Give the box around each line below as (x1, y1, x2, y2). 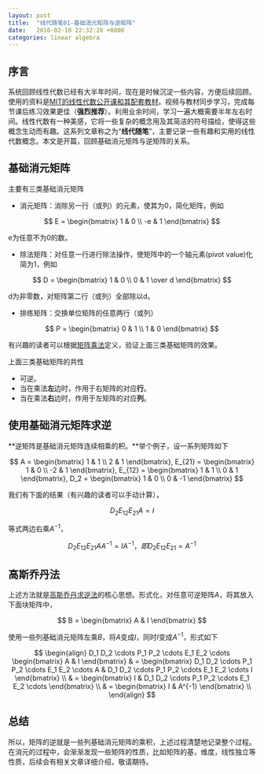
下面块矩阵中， (8, 600, 57, 609)
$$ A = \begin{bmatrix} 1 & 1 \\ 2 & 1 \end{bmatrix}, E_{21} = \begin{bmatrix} (9, 456, 255, 466)
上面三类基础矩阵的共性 (8, 356, 84, 367)
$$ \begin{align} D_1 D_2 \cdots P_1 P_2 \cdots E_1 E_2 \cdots (34, 648, 230, 658)
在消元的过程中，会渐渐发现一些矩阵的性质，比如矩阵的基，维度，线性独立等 (8, 746, 256, 757)
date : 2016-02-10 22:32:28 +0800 (8, 26, 125, 34)
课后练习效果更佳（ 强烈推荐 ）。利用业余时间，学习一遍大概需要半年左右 (14, 107, 246, 117)
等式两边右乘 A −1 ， (8, 523, 68, 534)
